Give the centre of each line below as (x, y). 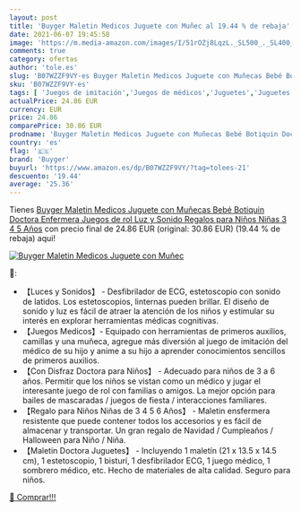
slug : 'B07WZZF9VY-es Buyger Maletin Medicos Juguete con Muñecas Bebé (146, 76)
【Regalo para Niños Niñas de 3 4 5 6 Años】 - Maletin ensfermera (146, 411)
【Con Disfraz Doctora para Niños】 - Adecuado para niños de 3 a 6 (149, 371)
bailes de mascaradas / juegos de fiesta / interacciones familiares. (144, 401)
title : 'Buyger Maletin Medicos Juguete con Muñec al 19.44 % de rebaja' (150, 26)
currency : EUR (36, 109)
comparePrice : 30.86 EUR (56, 126)
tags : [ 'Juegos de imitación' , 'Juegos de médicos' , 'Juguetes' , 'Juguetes (150, 92)
